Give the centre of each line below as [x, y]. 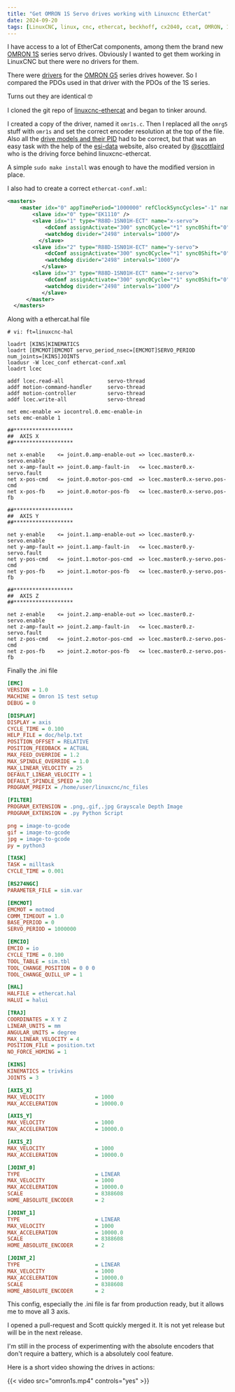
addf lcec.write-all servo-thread [76, 400]
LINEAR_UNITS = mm [34, 1026]
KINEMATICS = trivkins [40, 1071]
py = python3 [26, 846]
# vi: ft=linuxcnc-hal [40, 332]
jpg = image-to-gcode [39, 839]
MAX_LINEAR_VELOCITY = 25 [45, 768]
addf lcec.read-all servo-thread [76, 381]
